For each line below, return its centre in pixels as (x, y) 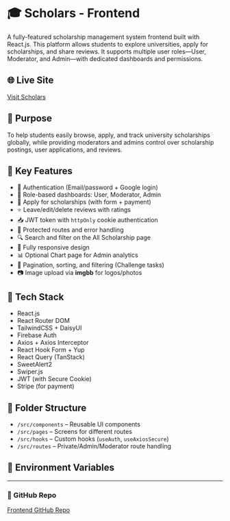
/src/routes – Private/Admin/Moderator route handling (94, 446)
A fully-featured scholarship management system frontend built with (103, 37)
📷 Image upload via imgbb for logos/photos (79, 273)
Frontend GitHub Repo (39, 510)
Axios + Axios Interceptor (53, 343)
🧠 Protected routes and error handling (71, 230)
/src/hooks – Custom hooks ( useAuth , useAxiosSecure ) (93, 439)
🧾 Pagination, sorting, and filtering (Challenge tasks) (90, 265)
